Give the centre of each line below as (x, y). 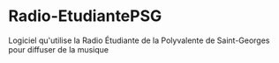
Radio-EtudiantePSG (85, 16)
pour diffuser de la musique (59, 49)
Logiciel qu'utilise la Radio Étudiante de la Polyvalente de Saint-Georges (139, 40)
